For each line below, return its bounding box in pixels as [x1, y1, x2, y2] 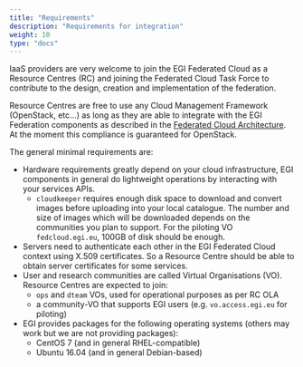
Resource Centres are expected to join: [22, 280, 169, 291]
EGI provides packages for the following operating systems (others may [22, 318, 290, 329]
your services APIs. [22, 183, 95, 195]
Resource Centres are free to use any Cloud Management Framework [9, 101, 269, 111]
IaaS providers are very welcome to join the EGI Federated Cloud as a [9, 63, 269, 74]
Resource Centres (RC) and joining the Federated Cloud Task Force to [9, 73, 270, 84]
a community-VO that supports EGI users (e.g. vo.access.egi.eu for [35, 299, 288, 310]
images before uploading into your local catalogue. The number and [35, 203, 289, 214]
